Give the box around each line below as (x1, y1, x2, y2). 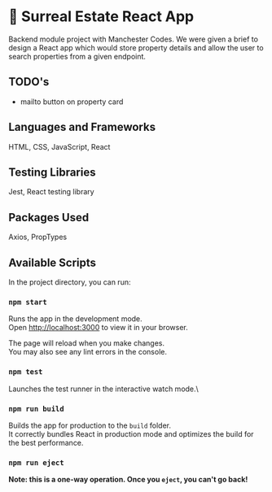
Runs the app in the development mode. (8, 314, 143, 324)
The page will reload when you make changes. (8, 338, 165, 348)
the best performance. (8, 438, 84, 447)
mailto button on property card (20, 97, 124, 107)
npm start (8, 297, 47, 307)
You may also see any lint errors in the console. (8, 347, 167, 357)
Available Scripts (8, 255, 96, 269)
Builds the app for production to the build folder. (8, 420, 172, 430)
